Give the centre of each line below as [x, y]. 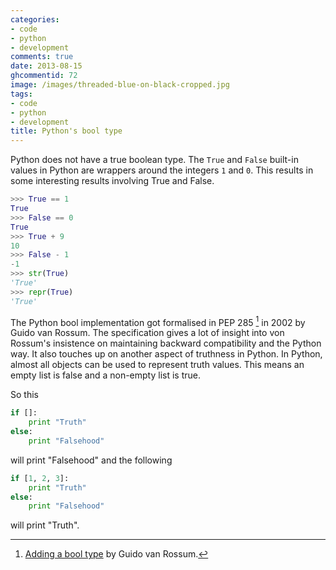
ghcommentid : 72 [44, 76]
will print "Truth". [45, 525]
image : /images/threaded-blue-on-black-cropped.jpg [120, 85]
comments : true [42, 57]
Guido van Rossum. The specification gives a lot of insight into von [147, 333]
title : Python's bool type [66, 131]
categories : [35, 19]
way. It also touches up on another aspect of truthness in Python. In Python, [166, 354]
